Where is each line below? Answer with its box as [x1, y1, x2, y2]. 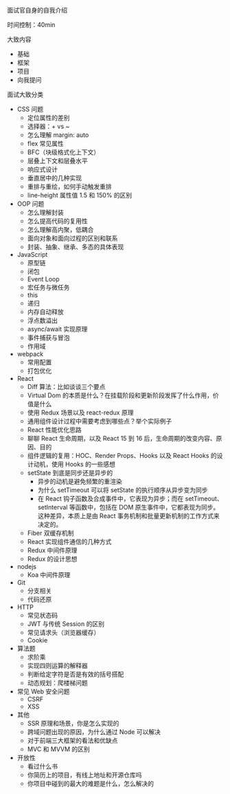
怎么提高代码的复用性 [27, 217, 88, 225]
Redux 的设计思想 [27, 555, 78, 563]
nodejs [16, 563, 36, 570]
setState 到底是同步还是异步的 [27, 469, 113, 477]
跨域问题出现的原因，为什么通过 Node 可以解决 [27, 728, 161, 735]
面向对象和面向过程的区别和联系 [27, 234, 118, 242]
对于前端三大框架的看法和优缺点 [27, 736, 118, 744]
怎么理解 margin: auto [27, 131, 89, 139]
